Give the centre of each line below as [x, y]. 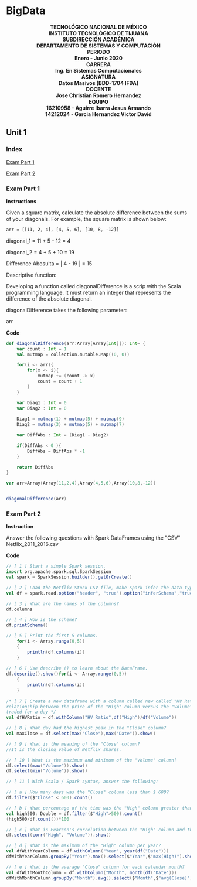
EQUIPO [98, 101]
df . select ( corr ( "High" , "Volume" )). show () [59, 835]
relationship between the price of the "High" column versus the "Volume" [99, 707]
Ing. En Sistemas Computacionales [98, 70]
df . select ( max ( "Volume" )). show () [47, 766]
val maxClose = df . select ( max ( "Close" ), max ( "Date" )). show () [81, 734]
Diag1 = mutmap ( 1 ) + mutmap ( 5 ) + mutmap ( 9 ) [71, 419]
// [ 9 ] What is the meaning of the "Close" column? [73, 744]
